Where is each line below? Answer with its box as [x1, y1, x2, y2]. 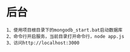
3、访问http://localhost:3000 [6, 40, 80, 46]
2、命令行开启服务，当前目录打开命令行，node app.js [6, 33, 125, 39]
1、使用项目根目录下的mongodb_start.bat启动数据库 [6, 27, 123, 33]
